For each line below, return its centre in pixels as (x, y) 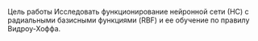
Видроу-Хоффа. (34, 29)
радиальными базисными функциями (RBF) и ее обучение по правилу (129, 20)
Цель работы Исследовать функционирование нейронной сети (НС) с (128, 12)
